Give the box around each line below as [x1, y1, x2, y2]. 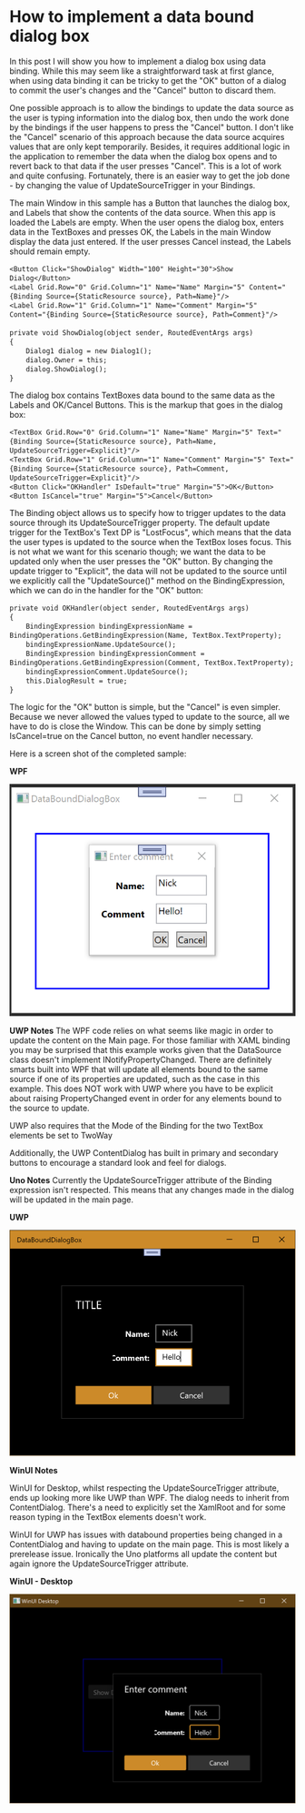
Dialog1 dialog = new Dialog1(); [25, 346, 152, 356]
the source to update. [9, 1103, 90, 1114]
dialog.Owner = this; [25, 355, 107, 365]
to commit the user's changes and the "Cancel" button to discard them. [9, 85, 277, 96]
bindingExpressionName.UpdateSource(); [25, 640, 177, 649]
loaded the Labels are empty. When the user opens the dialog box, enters [9, 217, 284, 228]
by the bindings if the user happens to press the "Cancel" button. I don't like [9, 121, 294, 133]
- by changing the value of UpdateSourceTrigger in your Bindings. [9, 179, 256, 190]
